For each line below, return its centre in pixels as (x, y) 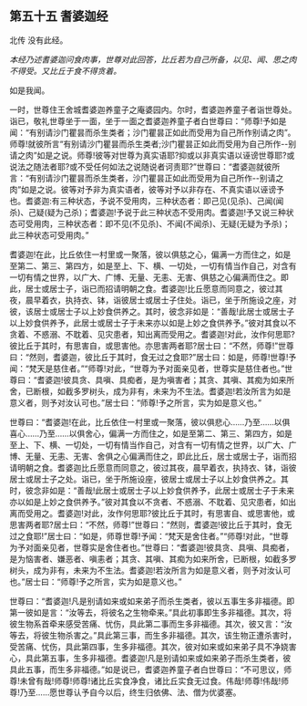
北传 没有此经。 (39, 40)
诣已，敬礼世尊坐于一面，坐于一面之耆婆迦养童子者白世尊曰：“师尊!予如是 (148, 120)
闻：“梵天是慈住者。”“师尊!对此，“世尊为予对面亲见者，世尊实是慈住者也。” (147, 369)
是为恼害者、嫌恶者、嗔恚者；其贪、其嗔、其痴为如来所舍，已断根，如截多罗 (153, 558)
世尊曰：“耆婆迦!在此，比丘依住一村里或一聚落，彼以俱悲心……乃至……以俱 (150, 421)
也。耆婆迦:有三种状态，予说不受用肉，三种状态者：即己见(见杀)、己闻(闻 (147, 201)
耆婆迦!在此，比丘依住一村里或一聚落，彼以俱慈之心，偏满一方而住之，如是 (150, 254)
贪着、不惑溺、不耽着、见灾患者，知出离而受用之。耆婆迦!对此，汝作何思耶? (153, 334)
